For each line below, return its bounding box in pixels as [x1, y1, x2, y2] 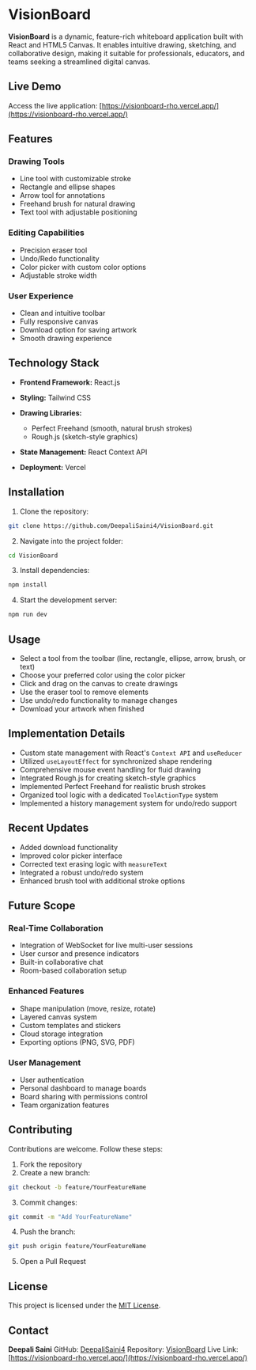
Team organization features [19, 1100, 110, 1110]
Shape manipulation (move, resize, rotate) [19, 1004, 156, 1013]
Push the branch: [19, 1227, 76, 1236]
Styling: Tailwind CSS [19, 393, 92, 402]
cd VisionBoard [8, 552, 58, 560]
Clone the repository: [19, 507, 89, 516]
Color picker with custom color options [19, 262, 146, 271]
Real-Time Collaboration [8, 922, 104, 933]
